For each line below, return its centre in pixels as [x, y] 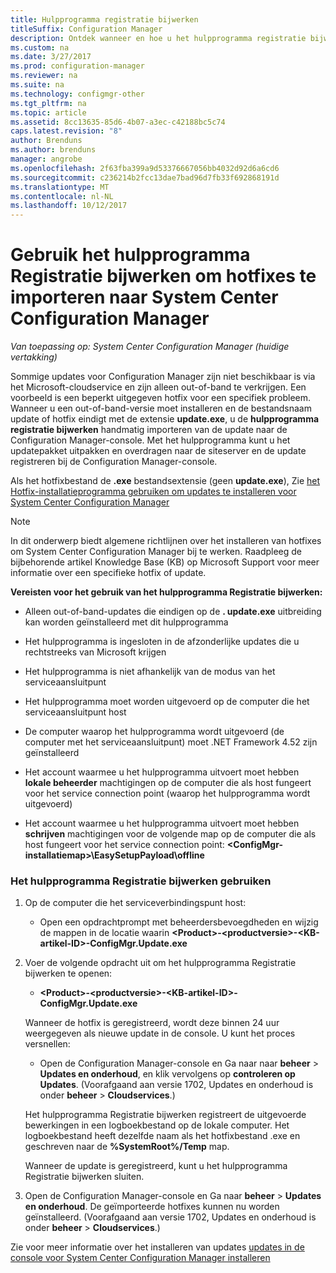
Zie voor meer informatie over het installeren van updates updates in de [157, 1247]
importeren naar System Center [144, 297]
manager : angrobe [46, 159]
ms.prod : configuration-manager [77, 66]
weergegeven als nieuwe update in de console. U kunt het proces [160, 1033]
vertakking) [34, 357]
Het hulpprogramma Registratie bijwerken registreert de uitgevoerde [165, 1115]
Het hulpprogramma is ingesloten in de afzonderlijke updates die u [162, 642]
